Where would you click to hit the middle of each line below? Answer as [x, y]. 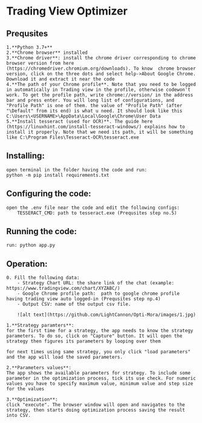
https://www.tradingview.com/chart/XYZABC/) [63, 289]
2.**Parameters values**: [39, 368]
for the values [25, 389]
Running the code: [42, 231]
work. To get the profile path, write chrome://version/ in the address [100, 95]
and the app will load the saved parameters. [64, 357]
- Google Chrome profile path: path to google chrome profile [99, 294]
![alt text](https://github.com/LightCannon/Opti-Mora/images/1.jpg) [107, 315]
